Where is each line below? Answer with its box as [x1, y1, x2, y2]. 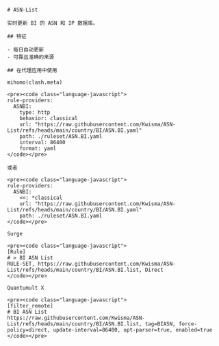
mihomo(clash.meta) [7, 79, 63, 86]
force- [178, 321, 197, 327]
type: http [19, 109, 51, 116]
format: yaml [19, 145, 57, 152]
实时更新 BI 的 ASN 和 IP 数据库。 [7, 20, 98, 27]
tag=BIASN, [144, 321, 176, 327]
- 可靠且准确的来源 [7, 54, 55, 60]
